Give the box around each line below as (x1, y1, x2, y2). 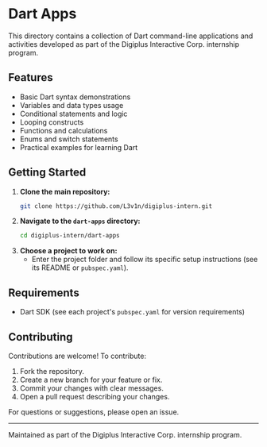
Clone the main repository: (19, 187, 110, 196)
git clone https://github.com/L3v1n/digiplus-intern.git (19, 202, 213, 210)
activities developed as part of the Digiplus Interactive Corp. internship (8, 39, 240, 48)
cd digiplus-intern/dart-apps (19, 232, 121, 240)
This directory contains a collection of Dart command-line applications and (8, 31, 253, 40)
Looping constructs (19, 117, 84, 127)
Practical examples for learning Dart (19, 142, 138, 152)
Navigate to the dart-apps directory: (19, 216, 141, 226)
